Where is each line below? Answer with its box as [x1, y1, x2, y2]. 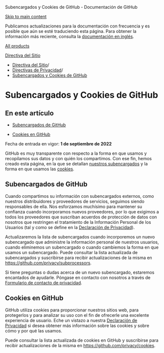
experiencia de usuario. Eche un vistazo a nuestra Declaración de [5, 317, 138, 323]
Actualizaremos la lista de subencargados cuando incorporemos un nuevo [5, 234, 155, 239]
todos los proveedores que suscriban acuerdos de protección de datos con [5, 214, 157, 220]
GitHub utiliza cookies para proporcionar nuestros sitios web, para [5, 307, 139, 313]
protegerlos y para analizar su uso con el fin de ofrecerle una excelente [5, 312, 149, 318]
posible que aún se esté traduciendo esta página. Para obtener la [5, 28, 137, 34]
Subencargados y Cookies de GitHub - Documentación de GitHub [5, 4, 138, 10]
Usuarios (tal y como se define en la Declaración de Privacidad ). [5, 224, 135, 230]
